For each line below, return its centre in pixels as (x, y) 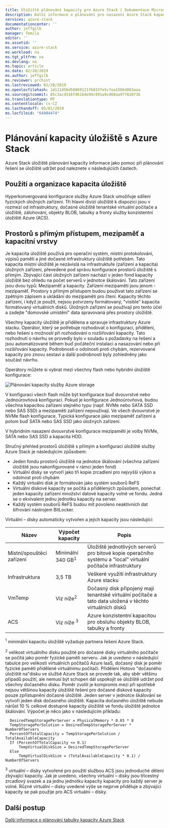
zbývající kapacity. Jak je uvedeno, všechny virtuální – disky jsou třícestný (82, 776)
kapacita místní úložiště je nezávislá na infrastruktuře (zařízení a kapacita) (82, 264)
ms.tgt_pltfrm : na (24, 57)
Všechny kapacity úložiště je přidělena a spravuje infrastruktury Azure (78, 322)
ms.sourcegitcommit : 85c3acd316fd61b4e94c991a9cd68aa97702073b (73, 94)
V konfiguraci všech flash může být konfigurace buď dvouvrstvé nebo (78, 395)
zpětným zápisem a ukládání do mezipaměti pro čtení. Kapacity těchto (78, 296)
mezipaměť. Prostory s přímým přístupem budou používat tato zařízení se (81, 291)
